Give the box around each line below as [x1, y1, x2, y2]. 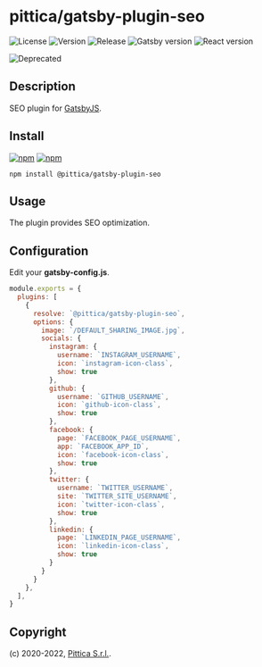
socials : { [41, 334, 82, 343]
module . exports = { [9, 284, 82, 294]
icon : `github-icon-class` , [56, 400, 162, 410]
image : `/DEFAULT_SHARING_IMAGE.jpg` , [41, 326, 185, 335]
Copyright [9, 624, 67, 639]
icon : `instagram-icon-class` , [56, 359, 174, 368]
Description [9, 79, 76, 95]
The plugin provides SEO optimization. [9, 217, 150, 229]
